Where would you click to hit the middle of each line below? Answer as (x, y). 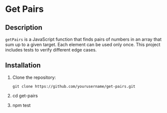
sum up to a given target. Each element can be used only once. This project (83, 45)
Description (24, 28)
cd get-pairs (25, 96)
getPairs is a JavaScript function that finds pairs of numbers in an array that (83, 39)
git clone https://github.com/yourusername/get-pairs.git (74, 86)
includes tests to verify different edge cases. (51, 50)
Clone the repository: (34, 77)
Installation (23, 65)
